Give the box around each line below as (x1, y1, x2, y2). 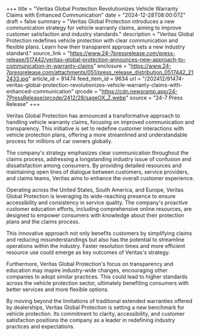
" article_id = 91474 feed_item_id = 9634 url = (28, 75, 141, 82)
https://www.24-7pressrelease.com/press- (69, 50, 175, 56)
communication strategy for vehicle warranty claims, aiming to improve (6, 24, 181, 31)
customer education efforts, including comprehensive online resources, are (6, 205, 192, 212)
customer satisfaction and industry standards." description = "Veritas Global (6, 31, 195, 38)
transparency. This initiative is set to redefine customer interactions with (6, 125, 184, 132)
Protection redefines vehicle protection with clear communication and (6, 37, 178, 44)
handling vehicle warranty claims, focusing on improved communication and (6, 119, 195, 125)
